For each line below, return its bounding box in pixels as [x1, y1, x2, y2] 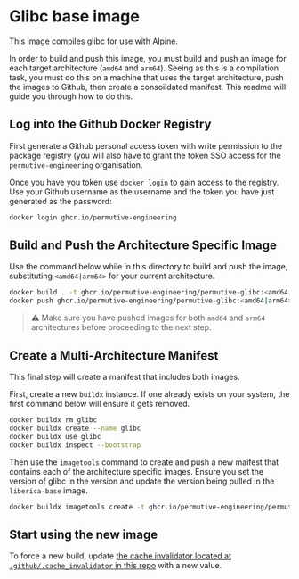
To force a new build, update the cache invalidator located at [9, 550, 231, 561]
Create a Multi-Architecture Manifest [9, 348, 219, 363]
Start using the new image [9, 526, 158, 542]
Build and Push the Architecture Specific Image [9, 238, 278, 253]
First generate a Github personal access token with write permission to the [9, 140, 283, 151]
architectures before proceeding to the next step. [30, 322, 212, 333]
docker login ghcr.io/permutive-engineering [9, 212, 177, 222]
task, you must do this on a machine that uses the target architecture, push [9, 71, 285, 82]
